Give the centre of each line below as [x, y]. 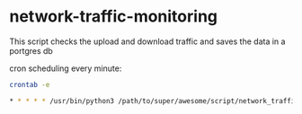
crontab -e [30, 84]
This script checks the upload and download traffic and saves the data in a [147, 41]
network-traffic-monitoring [114, 17]
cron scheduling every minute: [66, 68]
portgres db [31, 50]
